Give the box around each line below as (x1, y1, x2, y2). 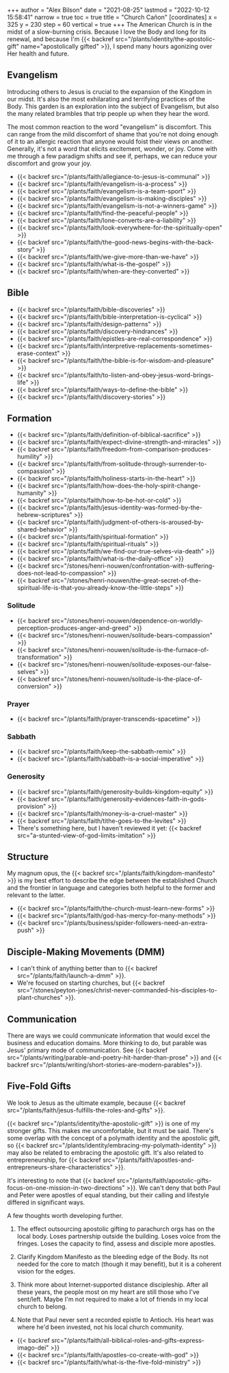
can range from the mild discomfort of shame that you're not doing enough (7, 130, 219, 138)
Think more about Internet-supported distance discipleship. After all (16, 1280, 208, 1289)
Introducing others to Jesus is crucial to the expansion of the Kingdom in (7, 87, 212, 95)
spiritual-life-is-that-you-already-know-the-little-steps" (16, 584, 174, 592)
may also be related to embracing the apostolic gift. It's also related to (7, 1148, 204, 1156)
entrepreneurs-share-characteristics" (7, 1162, 113, 1171)
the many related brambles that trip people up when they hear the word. (7, 109, 210, 117)
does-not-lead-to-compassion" (16, 569, 106, 577)
